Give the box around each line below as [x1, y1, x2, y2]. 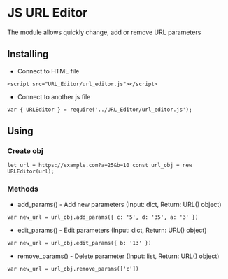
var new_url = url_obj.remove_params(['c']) [7, 265, 139, 272]
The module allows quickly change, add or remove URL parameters [7, 28, 201, 36]
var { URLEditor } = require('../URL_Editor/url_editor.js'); [7, 106, 192, 113]
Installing [7, 48, 49, 60]
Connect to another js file [17, 92, 91, 101]
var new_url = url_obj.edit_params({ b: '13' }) [7, 239, 152, 246]
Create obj [7, 146, 43, 156]
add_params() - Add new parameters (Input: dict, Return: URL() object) [17, 200, 222, 208]
